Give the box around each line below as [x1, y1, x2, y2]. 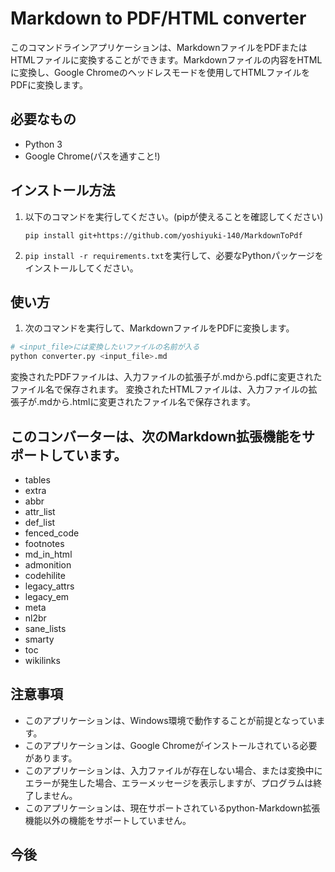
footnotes [24, 537, 65, 549]
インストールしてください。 [24, 262, 139, 274]
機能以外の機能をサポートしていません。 [24, 814, 192, 826]
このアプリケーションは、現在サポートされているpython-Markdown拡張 [24, 802, 321, 814]
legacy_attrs [24, 580, 75, 592]
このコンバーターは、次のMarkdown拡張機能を [10, 428, 303, 445]
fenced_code [24, 527, 80, 539]
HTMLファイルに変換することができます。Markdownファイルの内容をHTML [10, 53, 323, 66]
